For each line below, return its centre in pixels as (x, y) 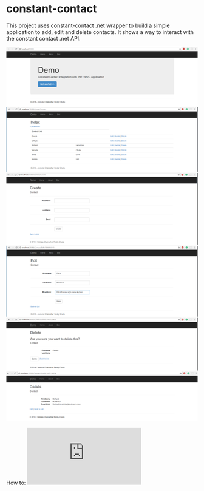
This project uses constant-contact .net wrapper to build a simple (88, 25)
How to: (16, 483)
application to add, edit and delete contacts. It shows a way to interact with (100, 32)
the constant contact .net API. (43, 38)
